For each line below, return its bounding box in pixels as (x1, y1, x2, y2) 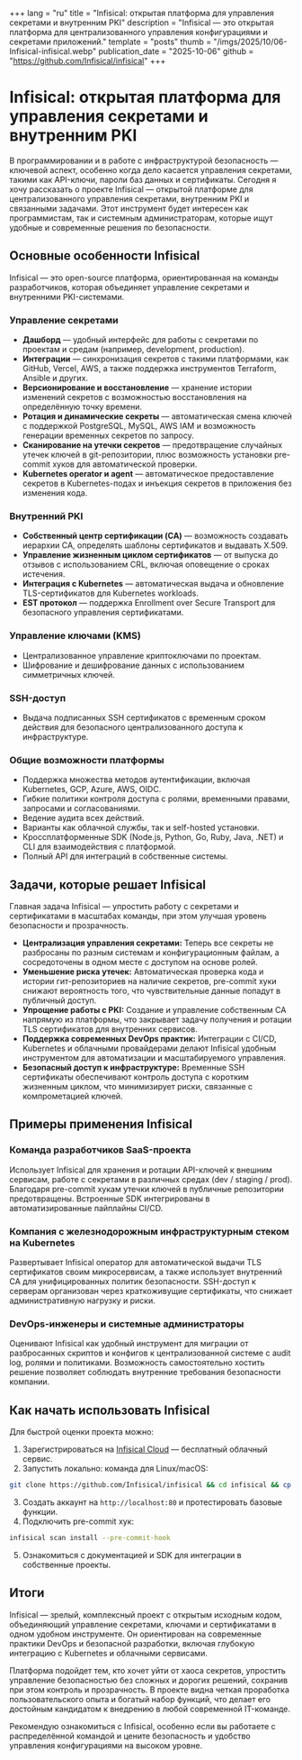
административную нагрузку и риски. (9, 1295, 155, 1306)
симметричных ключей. (22, 669, 115, 679)
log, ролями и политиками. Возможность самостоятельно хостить (9, 1357, 265, 1368)
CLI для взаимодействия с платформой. (22, 842, 176, 853)
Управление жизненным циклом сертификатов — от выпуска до (22, 550, 279, 561)
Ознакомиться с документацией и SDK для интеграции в (22, 1549, 242, 1560)
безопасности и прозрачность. (9, 920, 129, 931)
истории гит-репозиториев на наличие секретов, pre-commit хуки (22, 976, 277, 987)
